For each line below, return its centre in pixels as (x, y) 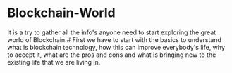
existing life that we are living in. (54, 62)
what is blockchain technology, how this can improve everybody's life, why (116, 47)
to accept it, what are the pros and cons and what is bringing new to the (112, 55)
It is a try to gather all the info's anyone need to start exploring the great (112, 32)
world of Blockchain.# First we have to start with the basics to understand (115, 39)
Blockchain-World (61, 13)
